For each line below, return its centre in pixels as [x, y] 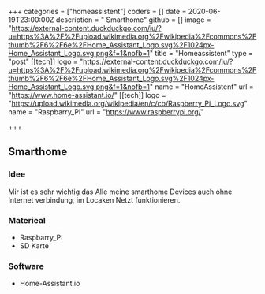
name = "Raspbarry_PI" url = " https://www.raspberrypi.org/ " [106, 112]
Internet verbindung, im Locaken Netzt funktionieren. [94, 199]
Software [26, 266]
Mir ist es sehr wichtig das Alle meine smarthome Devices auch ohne [120, 192]
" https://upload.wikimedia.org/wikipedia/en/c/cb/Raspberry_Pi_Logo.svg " [128, 103]
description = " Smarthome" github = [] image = [133, 20]
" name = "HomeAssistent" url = [202, 87]
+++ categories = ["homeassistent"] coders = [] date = [97, 11]
